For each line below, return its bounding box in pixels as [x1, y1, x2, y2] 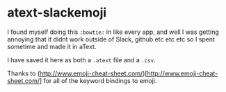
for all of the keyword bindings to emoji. [43, 76, 157, 84]
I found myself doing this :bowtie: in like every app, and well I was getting [7, 28, 219, 36]
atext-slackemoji [7, 5, 107, 21]
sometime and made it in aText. [7, 42, 97, 50]
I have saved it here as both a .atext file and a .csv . [7, 55, 156, 64]
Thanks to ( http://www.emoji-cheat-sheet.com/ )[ [7, 69, 147, 77]
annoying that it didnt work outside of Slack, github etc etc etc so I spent [7, 35, 216, 43]
